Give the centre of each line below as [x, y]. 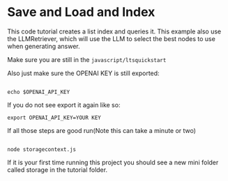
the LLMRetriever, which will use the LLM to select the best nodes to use [112, 38]
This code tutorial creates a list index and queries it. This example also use [114, 31]
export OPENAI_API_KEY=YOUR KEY [54, 118]
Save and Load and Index [81, 12]
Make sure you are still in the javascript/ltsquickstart [87, 59]
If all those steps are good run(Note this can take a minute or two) [102, 130]
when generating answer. [44, 46]
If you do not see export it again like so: [64, 104]
